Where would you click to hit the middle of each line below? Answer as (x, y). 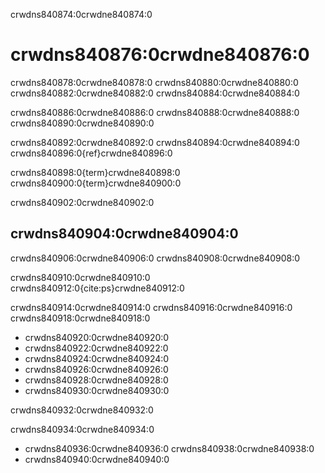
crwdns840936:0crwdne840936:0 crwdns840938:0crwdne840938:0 (169, 448)
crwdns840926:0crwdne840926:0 (96, 369)
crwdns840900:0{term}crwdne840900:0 (96, 183)
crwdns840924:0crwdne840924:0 (97, 358)
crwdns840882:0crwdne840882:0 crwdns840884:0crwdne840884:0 (155, 93)
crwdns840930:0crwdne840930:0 (97, 390)
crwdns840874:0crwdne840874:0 (81, 14)
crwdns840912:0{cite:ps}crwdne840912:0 (97, 288)
